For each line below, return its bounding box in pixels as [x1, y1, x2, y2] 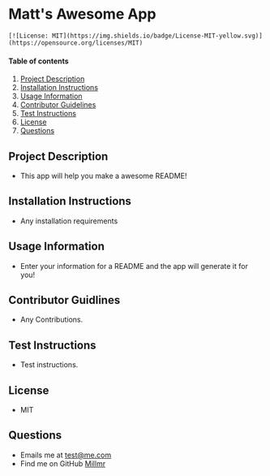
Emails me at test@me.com [19, 450, 112, 460]
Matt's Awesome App [8, 5, 156, 24]
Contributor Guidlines [8, 293, 121, 307]
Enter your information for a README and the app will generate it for [19, 261, 249, 270]
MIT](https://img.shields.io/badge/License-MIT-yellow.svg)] [51, 32, 264, 40]
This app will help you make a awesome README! [19, 171, 187, 180]
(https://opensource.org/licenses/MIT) [8, 38, 144, 47]
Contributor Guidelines [19, 100, 96, 110]
